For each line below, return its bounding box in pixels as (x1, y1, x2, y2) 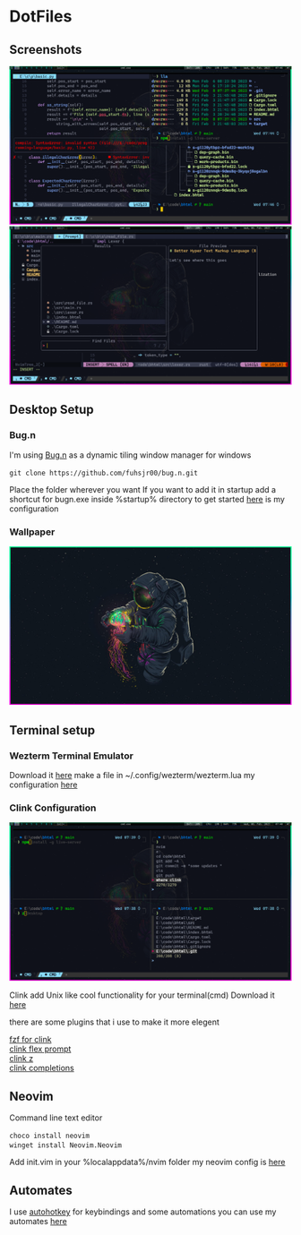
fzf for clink (9, 1034, 52, 1045)
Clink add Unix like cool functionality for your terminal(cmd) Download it (9, 990, 275, 1000)
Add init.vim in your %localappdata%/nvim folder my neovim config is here (9, 1157, 286, 1168)
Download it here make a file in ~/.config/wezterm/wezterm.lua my (9, 770, 255, 781)
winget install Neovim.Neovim (9, 1141, 123, 1150)
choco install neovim (9, 1131, 90, 1141)
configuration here (9, 779, 78, 790)
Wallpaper (9, 526, 56, 538)
